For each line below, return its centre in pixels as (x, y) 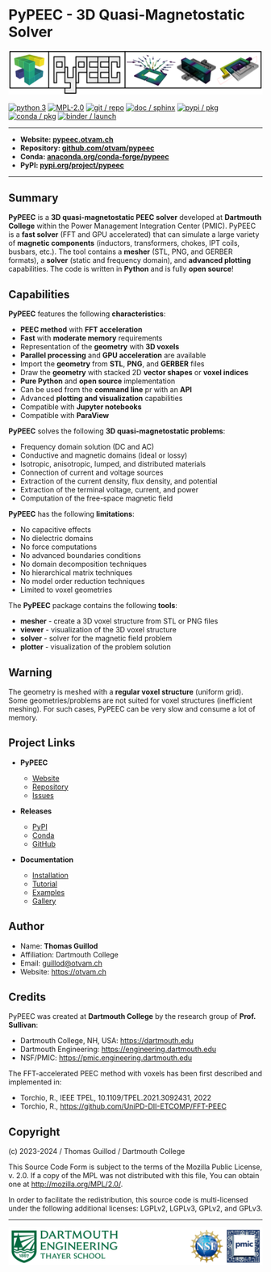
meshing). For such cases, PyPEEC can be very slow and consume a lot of (132, 708)
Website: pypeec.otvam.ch (67, 139)
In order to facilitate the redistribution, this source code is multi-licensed (128, 1200)
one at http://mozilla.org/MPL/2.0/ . (66, 1184)
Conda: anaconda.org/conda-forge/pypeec (94, 156)
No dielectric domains (56, 539)
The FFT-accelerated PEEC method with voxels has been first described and (135, 1074)
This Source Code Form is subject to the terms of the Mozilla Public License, (135, 1167)
